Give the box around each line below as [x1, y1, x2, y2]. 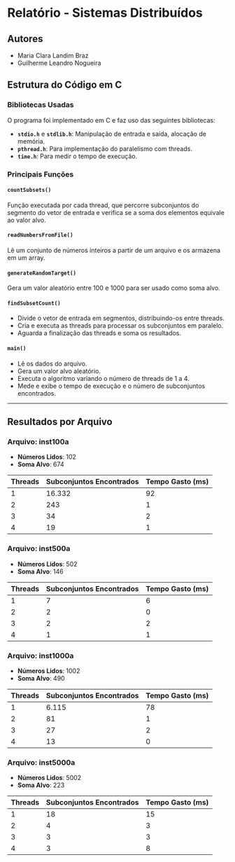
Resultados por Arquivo [7, 416, 113, 428]
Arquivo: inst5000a [7, 758, 76, 767]
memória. [17, 137, 45, 145]
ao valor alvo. [7, 216, 47, 224]
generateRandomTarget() [7, 270, 77, 277]
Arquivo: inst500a [7, 544, 71, 554]
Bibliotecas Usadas [7, 100, 74, 110]
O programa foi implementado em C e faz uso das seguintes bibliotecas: [7, 116, 215, 124]
